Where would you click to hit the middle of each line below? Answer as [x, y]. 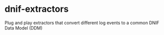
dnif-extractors [37, 9]
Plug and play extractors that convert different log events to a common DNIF [82, 23]
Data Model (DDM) [24, 28]
